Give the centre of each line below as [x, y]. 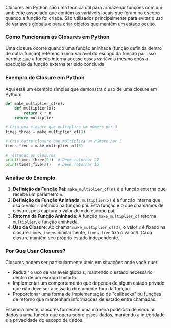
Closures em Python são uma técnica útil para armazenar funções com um [84, 7]
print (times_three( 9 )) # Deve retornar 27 [52, 160]
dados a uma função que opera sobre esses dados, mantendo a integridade [85, 315]
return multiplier [34, 118]
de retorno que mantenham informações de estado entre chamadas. [84, 299]
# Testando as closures [31, 155]
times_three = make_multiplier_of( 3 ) [45, 132]
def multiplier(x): [35, 108]
